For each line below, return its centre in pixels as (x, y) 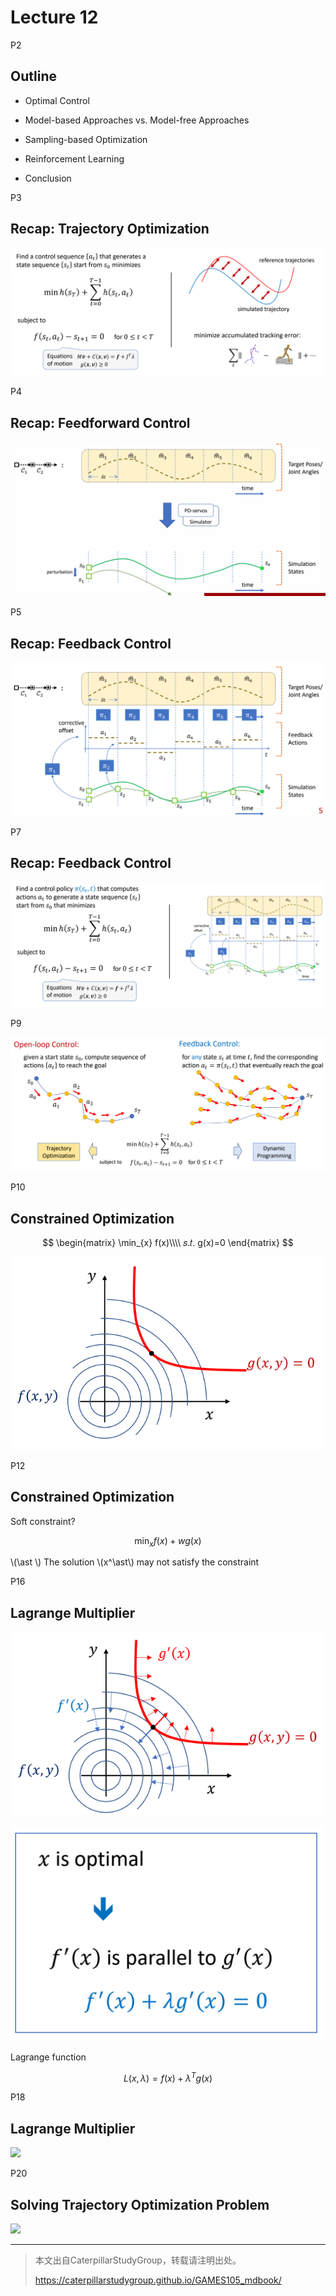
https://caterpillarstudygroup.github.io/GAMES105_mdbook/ (158, 2280)
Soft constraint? (43, 1521)
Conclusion (48, 178)
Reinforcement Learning (74, 158)
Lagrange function (48, 2057)
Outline (33, 76)
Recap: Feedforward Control (100, 422)
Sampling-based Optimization (86, 139)
